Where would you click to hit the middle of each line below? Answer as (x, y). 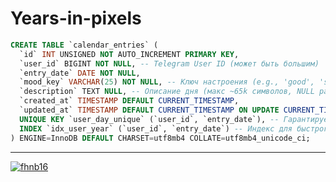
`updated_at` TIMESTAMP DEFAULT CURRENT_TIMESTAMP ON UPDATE (149, 110)
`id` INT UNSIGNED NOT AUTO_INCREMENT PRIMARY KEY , (129, 54)
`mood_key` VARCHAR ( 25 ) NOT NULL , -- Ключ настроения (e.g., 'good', (167, 82)
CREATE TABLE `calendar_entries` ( (84, 45)
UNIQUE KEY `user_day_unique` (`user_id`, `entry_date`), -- (149, 119)
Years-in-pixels (76, 18)
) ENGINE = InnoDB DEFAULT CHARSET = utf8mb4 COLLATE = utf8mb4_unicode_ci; (160, 138)
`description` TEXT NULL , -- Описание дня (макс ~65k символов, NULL (167, 92)
